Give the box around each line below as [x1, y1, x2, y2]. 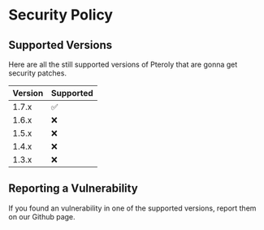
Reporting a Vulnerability [8, 181, 138, 196]
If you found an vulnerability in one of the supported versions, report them [8, 203, 257, 213]
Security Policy [8, 6, 114, 24]
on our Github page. [8, 211, 76, 221]
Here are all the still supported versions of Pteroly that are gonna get [8, 59, 238, 69]
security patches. [8, 68, 67, 78]
